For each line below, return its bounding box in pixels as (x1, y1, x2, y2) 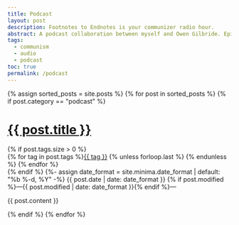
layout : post (7, 17, 46, 24)
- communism (14, 43, 50, 50)
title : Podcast (7, 10, 53, 18)
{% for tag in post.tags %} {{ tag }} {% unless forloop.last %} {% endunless (7, 153, 227, 161)
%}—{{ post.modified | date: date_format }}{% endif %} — (7, 182, 176, 192)
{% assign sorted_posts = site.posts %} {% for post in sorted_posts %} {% (7, 89, 226, 98)
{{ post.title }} (7, 121, 92, 138)
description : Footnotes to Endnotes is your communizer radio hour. (7, 23, 215, 31)
